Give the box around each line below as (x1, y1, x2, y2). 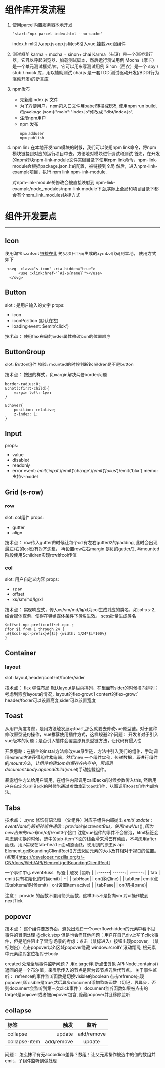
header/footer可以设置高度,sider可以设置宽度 (5, 697, 96, 703)
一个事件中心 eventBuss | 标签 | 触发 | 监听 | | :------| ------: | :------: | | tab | (5, 870, 160, 876)
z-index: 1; (14, 412, 38, 417)
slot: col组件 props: (5, 514, 44, 520)
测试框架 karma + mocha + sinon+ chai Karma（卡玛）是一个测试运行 (12, 51, 153, 57)
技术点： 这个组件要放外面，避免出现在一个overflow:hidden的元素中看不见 (5, 926, 156, 932)
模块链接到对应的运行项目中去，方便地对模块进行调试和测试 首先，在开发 (12, 150, 160, 156)
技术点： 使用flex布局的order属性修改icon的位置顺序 (5, 333, 111, 339)
